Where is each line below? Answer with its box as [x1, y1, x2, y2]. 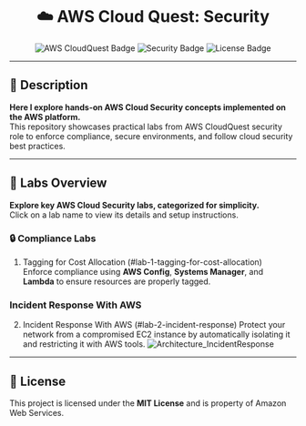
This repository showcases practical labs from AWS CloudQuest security [9, 121, 282, 132]
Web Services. [9, 407, 65, 418]
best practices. [9, 140, 66, 151]
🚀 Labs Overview [9, 176, 107, 191]
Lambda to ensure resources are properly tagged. [22, 276, 211, 287]
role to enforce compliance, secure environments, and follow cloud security [9, 130, 293, 141]
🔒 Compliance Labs [9, 232, 97, 245]
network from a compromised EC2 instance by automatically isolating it [22, 329, 291, 340]
